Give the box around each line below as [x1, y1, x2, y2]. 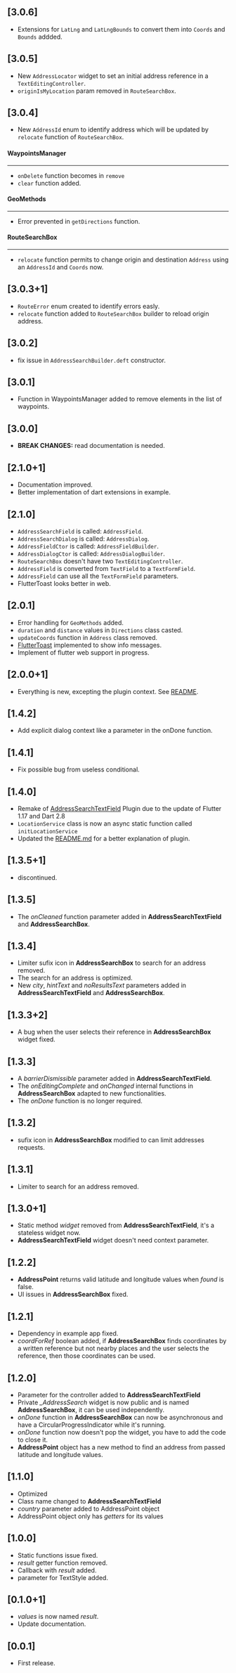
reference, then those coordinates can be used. [17, 1352, 156, 1360]
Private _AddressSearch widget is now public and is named [17, 1398, 190, 1406]
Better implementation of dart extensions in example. [17, 488, 171, 496]
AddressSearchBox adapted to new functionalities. [17, 1089, 166, 1098]
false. [17, 1283, 34, 1291]
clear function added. [17, 179, 81, 187]
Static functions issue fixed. [17, 1551, 98, 1559]
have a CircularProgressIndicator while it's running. [17, 1421, 166, 1429]
